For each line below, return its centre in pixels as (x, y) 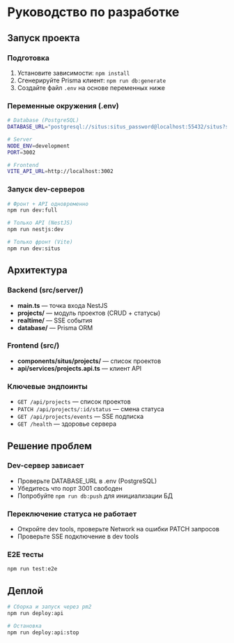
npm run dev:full (32, 210)
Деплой (25, 591)
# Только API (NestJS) (40, 223)
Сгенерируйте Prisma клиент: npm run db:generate (92, 80)
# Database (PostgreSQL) (43, 120)
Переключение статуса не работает (72, 514)
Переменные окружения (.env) (63, 105)
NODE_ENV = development (39, 146)
